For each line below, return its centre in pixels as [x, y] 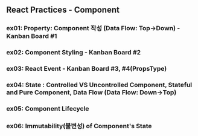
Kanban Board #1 [32, 36]
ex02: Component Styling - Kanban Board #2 [74, 53]
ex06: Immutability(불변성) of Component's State [79, 126]
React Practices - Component [63, 10]
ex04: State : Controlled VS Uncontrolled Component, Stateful [99, 85]
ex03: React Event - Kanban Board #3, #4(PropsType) [87, 69]
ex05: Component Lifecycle [48, 108]
